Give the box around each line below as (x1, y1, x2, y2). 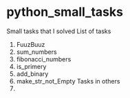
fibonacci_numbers (16, 55, 72, 63)
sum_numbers (16, 48, 57, 56)
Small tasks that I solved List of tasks (6, 27, 111, 35)
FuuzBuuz (16, 40, 45, 48)
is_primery (16, 62, 47, 70)
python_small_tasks (6, 4, 123, 20)
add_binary (16, 70, 49, 78)
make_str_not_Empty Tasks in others (16, 77, 120, 85)
